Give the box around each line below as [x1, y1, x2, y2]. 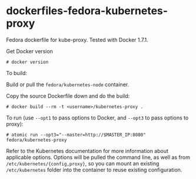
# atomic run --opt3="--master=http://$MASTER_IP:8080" [6, 132, 146, 138]
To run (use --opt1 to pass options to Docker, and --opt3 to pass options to [6, 114, 189, 121]
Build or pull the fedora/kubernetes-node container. [6, 81, 129, 88]
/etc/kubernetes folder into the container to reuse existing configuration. [6, 166, 182, 173]
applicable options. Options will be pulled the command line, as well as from [6, 154, 190, 161]
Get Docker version [6, 47, 53, 54]
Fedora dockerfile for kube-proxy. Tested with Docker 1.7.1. [6, 36, 148, 43]
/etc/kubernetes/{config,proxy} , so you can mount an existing [6, 160, 160, 167]
